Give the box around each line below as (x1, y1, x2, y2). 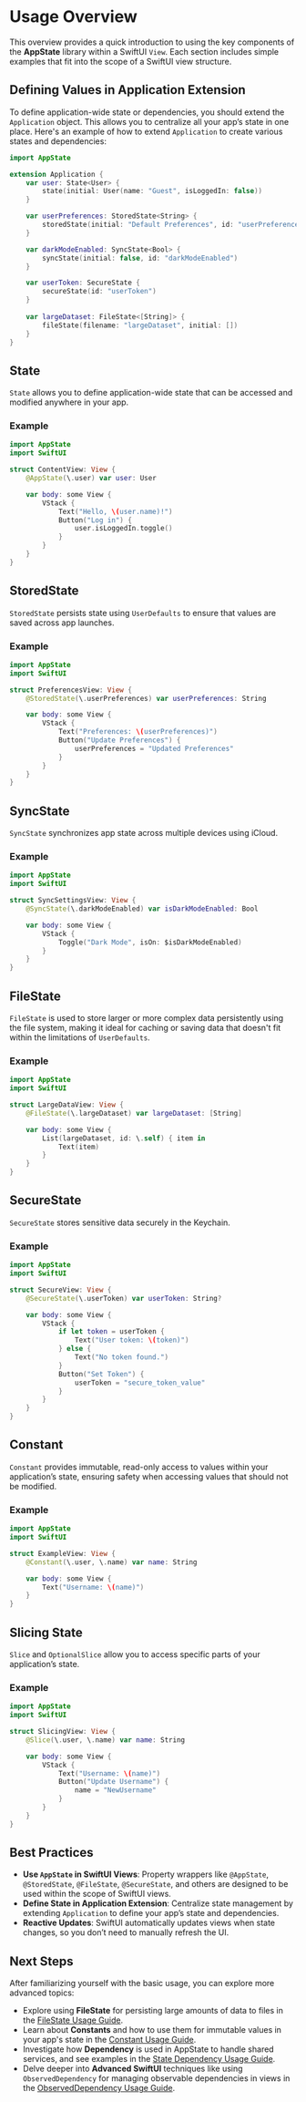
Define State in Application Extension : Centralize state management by (22, 1898, 294, 1909)
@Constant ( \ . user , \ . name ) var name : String (25, 1557, 198, 1567)
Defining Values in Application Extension (9, 82, 246, 98)
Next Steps (9, 1953, 74, 1969)
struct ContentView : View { (9, 465, 117, 475)
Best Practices (9, 1845, 94, 1860)
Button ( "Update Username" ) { (57, 1777, 169, 1787)
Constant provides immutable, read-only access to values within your (9, 1461, 269, 1472)
